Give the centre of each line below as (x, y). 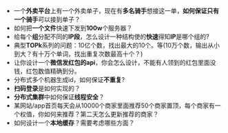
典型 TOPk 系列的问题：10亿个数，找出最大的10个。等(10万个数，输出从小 (117, 45)
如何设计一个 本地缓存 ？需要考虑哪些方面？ (74, 123)
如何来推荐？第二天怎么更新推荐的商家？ (101, 114)
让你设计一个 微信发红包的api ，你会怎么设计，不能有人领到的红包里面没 (115, 62)
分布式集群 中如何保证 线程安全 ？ (59, 97)
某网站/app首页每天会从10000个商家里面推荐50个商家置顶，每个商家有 (114, 105)
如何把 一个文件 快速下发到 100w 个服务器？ (73, 28)
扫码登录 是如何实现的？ (47, 88)
